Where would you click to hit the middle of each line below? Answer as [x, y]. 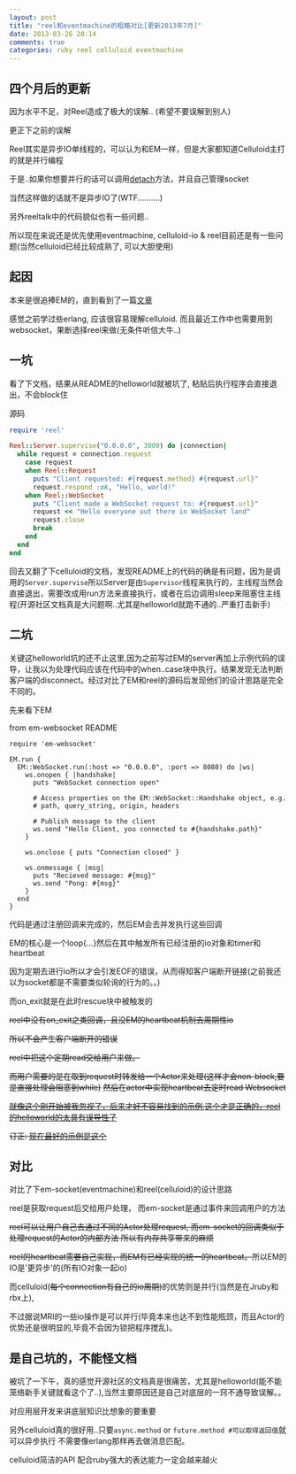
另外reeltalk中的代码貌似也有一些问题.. [79, 216]
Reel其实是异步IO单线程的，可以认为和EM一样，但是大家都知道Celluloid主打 [147, 149]
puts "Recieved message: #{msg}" [94, 876]
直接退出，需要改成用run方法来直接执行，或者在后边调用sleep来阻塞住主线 [145, 593]
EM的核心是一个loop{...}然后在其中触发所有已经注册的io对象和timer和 [135, 943]
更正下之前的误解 [40, 130]
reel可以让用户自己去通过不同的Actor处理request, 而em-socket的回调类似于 [147, 1227]
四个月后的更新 [50, 88]
